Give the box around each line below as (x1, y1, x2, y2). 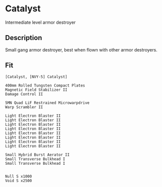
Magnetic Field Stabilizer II (5, 87, 68, 92)
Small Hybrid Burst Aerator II (5, 152, 70, 157)
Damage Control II (5, 92, 43, 96)
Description (5, 34, 42, 42)
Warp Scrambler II (5, 104, 43, 109)
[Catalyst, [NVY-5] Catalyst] (5, 74, 68, 79)
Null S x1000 (5, 174, 32, 179)
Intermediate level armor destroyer (5, 19, 76, 25)
